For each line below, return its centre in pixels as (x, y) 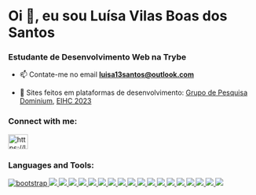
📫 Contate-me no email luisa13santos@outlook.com (107, 74)
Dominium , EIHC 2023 (55, 101)
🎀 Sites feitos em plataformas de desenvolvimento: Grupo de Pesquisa (133, 92)
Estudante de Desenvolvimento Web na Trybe (97, 57)
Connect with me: (43, 121)
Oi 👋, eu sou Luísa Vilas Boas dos (118, 16)
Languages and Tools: (51, 165)
